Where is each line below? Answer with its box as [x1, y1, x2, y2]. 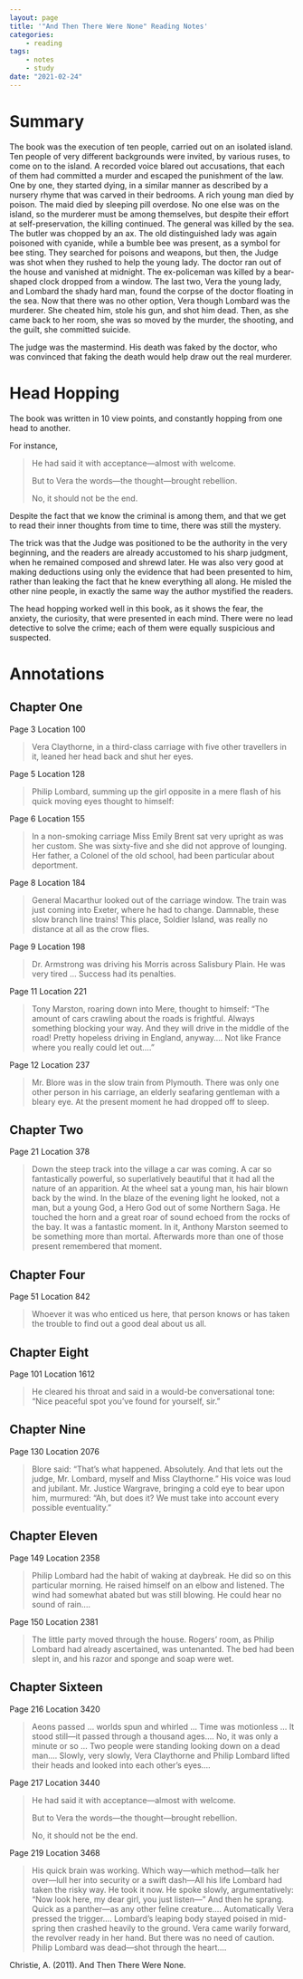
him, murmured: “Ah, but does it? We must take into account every [31, 1492, 279, 1503]
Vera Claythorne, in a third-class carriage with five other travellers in [31, 741, 287, 752]
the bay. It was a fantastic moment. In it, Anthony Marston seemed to [31, 1222, 289, 1233]
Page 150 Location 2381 [9, 1616, 99, 1627]
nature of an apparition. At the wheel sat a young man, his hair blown [31, 1183, 289, 1194]
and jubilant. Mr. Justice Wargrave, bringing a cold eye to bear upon [31, 1483, 285, 1494]
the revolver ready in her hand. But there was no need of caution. [31, 1932, 275, 1943]
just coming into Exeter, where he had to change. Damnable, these [31, 904, 279, 915]
